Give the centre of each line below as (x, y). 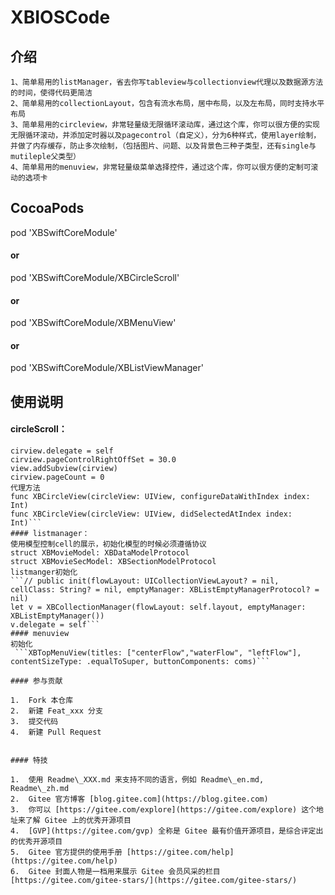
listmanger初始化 (44, 572)
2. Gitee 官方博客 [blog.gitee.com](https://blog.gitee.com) (139, 799)
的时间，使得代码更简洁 (51, 93)
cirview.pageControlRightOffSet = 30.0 (93, 460)
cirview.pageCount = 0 (57, 477)
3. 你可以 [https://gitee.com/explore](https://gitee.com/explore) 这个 (163, 810)
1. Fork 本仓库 (42, 701)
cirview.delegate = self (62, 451)
